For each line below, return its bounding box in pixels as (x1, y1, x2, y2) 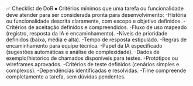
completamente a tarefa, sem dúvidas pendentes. (6, 73, 126, 80)
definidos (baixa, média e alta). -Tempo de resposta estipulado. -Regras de (6, 36, 187, 43)
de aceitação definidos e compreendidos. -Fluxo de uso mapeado (28, 24, 187, 31)
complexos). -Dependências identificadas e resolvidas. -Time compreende (6, 67, 187, 74)
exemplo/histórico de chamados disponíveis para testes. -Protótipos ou (6, 55, 178, 62)
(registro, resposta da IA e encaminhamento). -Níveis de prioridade (6, 30, 168, 37)
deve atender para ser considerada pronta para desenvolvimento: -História (6, 12, 187, 18)
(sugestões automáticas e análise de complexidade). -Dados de (6, 49, 160, 55)
